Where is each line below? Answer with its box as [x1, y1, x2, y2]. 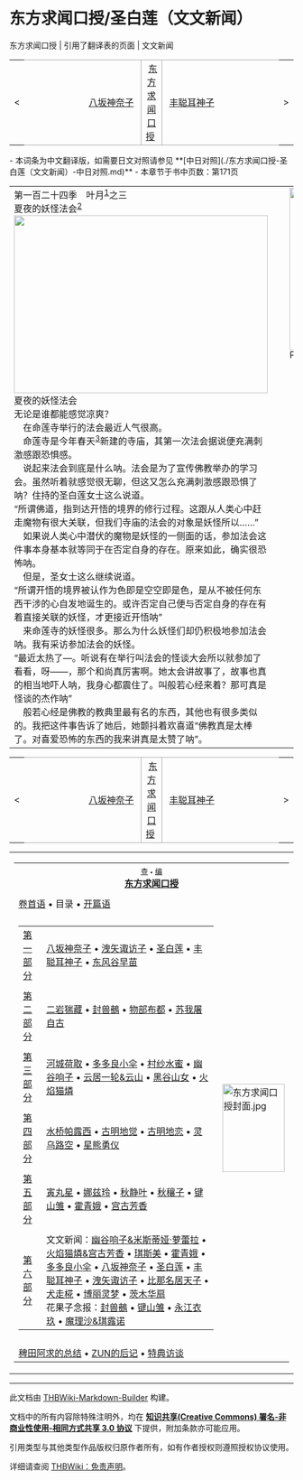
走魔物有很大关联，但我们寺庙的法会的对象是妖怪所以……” [14, 516, 259, 528]
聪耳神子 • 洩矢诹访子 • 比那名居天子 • [46, 1274, 209, 1287]
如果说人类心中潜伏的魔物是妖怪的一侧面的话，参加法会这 [23, 529, 268, 542]
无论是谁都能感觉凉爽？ [14, 407, 115, 420]
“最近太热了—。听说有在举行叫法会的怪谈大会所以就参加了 [14, 651, 262, 664]
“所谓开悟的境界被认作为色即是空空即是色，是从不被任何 [14, 583, 253, 596]
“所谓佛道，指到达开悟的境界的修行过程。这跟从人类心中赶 [14, 502, 262, 515]
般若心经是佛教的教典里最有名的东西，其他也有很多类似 [23, 705, 259, 718]
